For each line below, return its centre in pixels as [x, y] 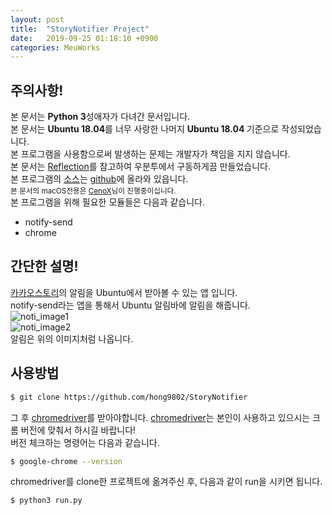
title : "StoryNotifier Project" [80, 29]
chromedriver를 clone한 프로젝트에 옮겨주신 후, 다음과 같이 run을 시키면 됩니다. [166, 482]
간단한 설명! [44, 266]
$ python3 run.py [46, 501]
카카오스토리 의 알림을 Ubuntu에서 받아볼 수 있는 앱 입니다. [124, 292]
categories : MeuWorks [55, 47]
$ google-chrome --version [66, 461]
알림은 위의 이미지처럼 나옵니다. [72, 338]
